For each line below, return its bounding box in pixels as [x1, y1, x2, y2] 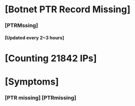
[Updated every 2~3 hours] [5, 34, 65, 40]
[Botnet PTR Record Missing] [5, 4, 131, 15]
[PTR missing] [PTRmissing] [5, 94, 76, 101]
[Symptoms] [5, 76, 59, 88]
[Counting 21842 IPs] [5, 52, 97, 64]
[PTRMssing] [5, 22, 38, 29]
